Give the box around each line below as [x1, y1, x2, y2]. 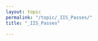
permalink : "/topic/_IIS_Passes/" [5, 14, 93, 20]
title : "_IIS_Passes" [5, 20, 60, 26]
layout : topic [5, 8, 42, 15]
